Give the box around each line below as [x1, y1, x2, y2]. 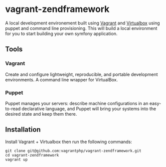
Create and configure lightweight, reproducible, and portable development [5, 71, 158, 77]
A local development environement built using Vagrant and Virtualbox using [5, 20, 161, 26]
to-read [5, 106, 21, 112]
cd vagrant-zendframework [5, 153, 59, 158]
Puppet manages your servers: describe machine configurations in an [5, 100, 149, 106]
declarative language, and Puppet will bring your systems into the [21, 106, 156, 112]
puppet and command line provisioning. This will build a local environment [5, 25, 158, 31]
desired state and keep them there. [5, 111, 77, 117]
